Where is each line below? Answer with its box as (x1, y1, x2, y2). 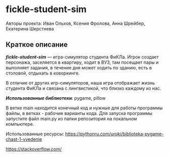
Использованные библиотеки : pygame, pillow (6, 95, 106, 101)
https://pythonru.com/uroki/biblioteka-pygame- (65, 131, 164, 137)
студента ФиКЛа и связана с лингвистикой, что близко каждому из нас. (6, 85, 161, 91)
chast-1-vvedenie (6, 136, 42, 142)
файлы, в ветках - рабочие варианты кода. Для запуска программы (6, 110, 153, 116)
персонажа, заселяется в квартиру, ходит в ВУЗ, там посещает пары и (6, 59, 159, 65)
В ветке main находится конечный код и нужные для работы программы (6, 105, 163, 111)
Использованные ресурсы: (6, 131, 65, 137)
